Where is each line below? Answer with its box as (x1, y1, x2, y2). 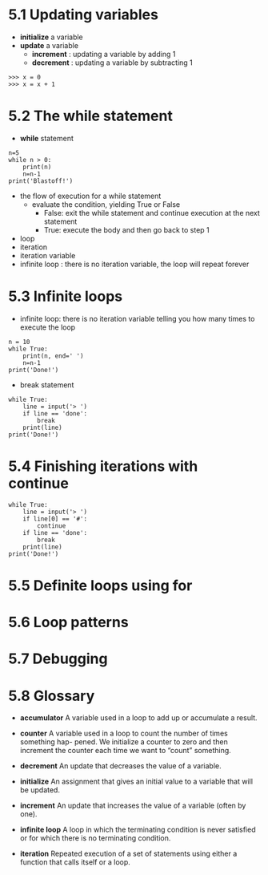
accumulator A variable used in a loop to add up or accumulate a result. (19, 713, 258, 723)
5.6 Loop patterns (8, 614, 130, 631)
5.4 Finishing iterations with (8, 457, 198, 475)
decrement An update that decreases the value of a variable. (19, 761, 222, 771)
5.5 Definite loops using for (8, 576, 193, 594)
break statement (19, 379, 74, 390)
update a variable (19, 40, 78, 50)
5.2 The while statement (8, 107, 174, 125)
